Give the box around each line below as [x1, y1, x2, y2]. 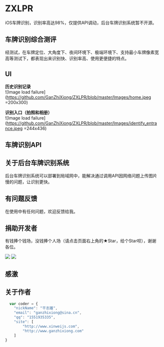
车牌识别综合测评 [5, 35, 57, 44]
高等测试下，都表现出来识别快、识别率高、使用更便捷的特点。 [5, 55, 129, 61]
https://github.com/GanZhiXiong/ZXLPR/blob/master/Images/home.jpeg [6, 94, 151, 100]
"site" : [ [14, 320, 34, 325]
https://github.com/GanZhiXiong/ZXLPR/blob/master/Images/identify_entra [6, 120, 157, 126]
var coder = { [9, 301, 38, 306]
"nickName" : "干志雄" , [14, 306, 58, 311]
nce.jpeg [5, 125, 23, 131]
